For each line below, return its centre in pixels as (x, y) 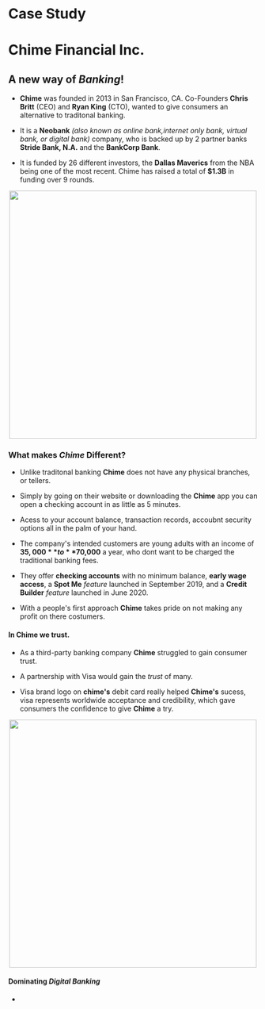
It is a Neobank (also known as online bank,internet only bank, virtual (133, 131)
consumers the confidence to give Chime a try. (97, 708)
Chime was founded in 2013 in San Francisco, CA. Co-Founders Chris (134, 98)
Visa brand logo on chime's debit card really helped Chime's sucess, (133, 692)
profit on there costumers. (62, 616)
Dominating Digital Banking (54, 981)
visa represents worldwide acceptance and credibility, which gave (127, 700)
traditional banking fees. (59, 561)
